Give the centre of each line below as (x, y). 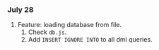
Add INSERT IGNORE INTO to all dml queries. (90, 40)
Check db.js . (47, 32)
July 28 (20, 10)
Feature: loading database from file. (70, 25)
